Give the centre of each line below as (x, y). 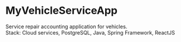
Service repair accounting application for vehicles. (66, 26)
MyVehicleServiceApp (62, 11)
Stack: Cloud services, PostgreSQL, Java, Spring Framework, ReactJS (90, 32)
